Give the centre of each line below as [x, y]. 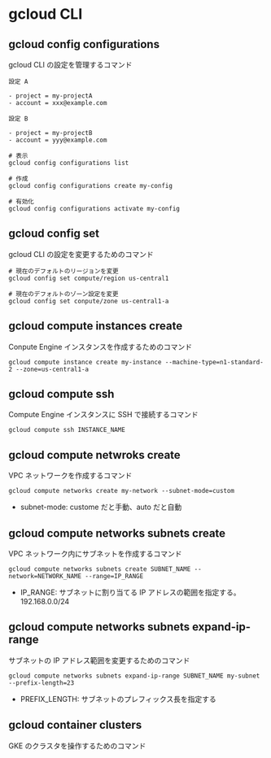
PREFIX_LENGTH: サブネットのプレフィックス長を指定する [118, 699]
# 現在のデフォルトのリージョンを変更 [64, 271]
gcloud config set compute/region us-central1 [89, 278]
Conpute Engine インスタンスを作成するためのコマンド [101, 346]
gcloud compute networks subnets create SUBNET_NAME [100, 569]
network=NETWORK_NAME [45, 577]
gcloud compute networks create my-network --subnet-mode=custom [121, 491]
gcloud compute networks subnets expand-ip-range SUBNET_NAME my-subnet [134, 676]
